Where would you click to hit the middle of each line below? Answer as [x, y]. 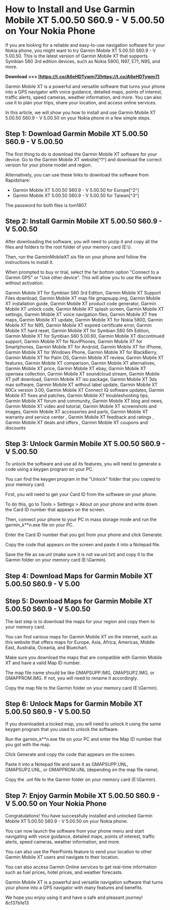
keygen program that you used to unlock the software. [62, 729]
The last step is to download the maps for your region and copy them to [80, 621]
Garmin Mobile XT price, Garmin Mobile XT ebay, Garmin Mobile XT [76, 368]
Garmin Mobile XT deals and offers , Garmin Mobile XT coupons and [77, 422]
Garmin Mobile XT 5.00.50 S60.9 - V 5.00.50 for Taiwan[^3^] [76, 195]
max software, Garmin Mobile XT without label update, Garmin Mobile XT [81, 385]
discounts [16, 428]
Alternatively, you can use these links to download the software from [77, 174]
